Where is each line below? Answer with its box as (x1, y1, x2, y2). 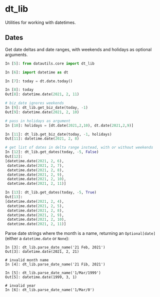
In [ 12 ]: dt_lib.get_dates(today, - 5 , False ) (5, 150, 99, 155)
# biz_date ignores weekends (5, 101, 64, 105)
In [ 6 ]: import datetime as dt (5, 70, 69, 75)
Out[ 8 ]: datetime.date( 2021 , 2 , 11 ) (5, 92, 79, 97)
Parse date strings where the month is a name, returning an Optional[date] (5, 230, 156, 236)
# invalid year (5, 283, 36, 288)
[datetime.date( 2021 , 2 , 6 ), (5, 158, 64, 163)
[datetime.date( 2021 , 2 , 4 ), (5, 199, 64, 204)
